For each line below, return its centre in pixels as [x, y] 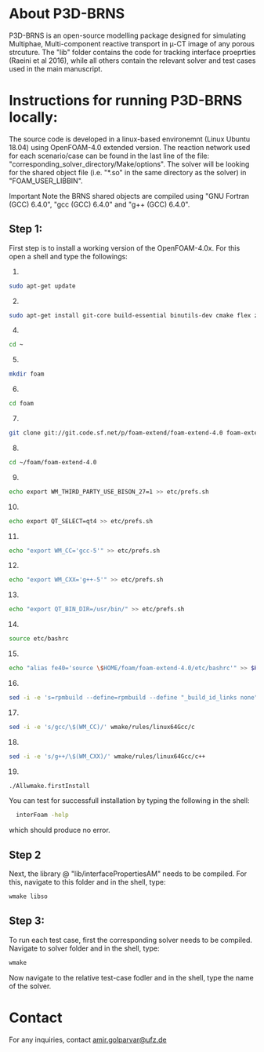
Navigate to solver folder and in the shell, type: [84, 948]
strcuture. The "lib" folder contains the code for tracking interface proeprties [132, 52]
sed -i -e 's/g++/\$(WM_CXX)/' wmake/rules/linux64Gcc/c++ [107, 756]
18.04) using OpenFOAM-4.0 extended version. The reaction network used [130, 147]
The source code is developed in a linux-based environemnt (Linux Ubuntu [130, 139]
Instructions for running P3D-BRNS [126, 101]
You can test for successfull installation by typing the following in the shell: [129, 801]
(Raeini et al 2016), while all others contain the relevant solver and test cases [132, 60]
